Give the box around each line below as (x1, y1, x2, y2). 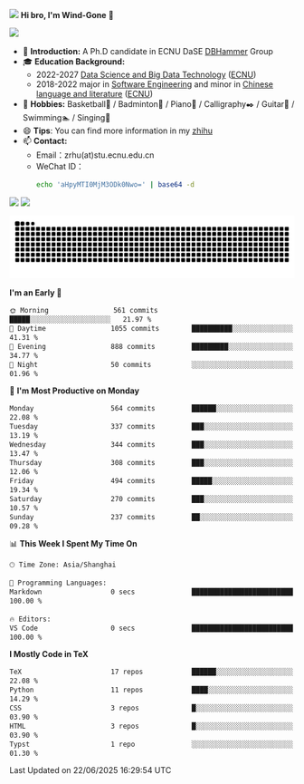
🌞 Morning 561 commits (9, 305, 158, 315)
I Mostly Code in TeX (9, 648, 89, 659)
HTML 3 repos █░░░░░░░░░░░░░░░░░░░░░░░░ (9, 721, 294, 731)
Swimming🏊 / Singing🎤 (22, 112, 111, 122)
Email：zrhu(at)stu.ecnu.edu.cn (35, 150, 155, 160)
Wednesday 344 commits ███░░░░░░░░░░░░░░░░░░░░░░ (9, 440, 294, 449)
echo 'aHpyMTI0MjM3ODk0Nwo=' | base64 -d (35, 180, 195, 189)
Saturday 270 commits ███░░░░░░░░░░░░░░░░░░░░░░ (9, 494, 294, 503)
